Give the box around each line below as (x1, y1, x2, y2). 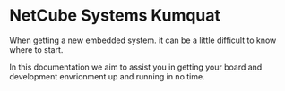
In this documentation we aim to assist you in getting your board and (9, 62, 263, 72)
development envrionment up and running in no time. (9, 70, 205, 81)
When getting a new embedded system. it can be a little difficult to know (9, 35, 277, 45)
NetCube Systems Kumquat (9, 5, 221, 26)
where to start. (9, 44, 64, 54)
